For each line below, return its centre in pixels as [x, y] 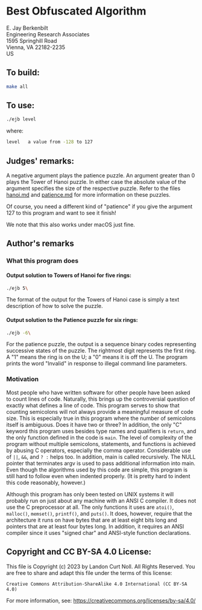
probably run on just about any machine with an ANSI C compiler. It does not [101, 500]
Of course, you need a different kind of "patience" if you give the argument [99, 206]
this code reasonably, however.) [46, 482]
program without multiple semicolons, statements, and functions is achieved [101, 444]
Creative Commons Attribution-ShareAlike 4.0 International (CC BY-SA [97, 584]
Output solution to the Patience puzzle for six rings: [72, 320]
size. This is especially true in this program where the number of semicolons [101, 418]
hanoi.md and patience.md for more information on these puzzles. [88, 195]
